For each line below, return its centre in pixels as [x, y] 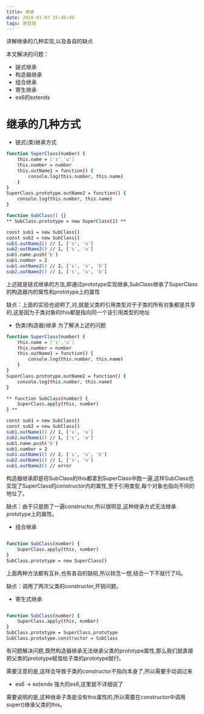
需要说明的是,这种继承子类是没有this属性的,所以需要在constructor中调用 [96, 697]
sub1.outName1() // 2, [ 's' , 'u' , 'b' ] [57, 455]
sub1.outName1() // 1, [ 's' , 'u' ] [50, 432]
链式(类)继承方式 [36, 142]
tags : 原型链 [21, 23]
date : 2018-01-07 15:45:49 [40, 18]
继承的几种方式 [44, 124]
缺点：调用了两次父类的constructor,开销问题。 [64, 586]
